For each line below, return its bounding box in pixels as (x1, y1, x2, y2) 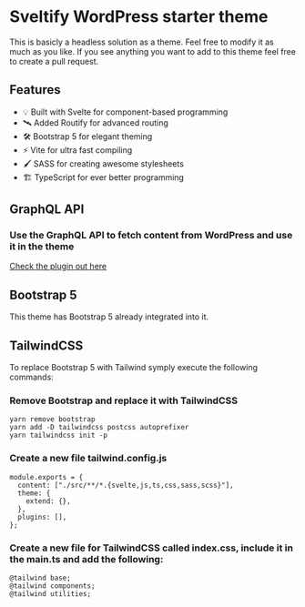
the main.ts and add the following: (9, 552, 164, 565)
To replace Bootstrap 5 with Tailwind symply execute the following (9, 362, 258, 373)
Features (9, 82, 61, 97)
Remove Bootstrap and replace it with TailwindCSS (9, 394, 239, 407)
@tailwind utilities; (9, 589, 92, 598)
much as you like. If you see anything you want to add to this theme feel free (9, 46, 296, 56)
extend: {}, (25, 496, 71, 506)
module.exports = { (9, 472, 84, 481)
